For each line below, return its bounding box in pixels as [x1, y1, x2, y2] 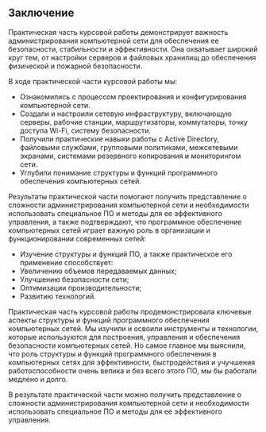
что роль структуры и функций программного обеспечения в [8, 349, 217, 358]
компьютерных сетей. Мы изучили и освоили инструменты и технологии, [8, 323, 259, 333]
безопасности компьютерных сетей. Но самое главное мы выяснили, [8, 341, 246, 350]
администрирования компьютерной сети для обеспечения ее [8, 36, 220, 45]
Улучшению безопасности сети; [19, 274, 129, 284]
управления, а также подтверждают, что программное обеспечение [8, 217, 242, 226]
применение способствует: [19, 257, 114, 267]
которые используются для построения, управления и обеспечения [8, 332, 241, 341]
